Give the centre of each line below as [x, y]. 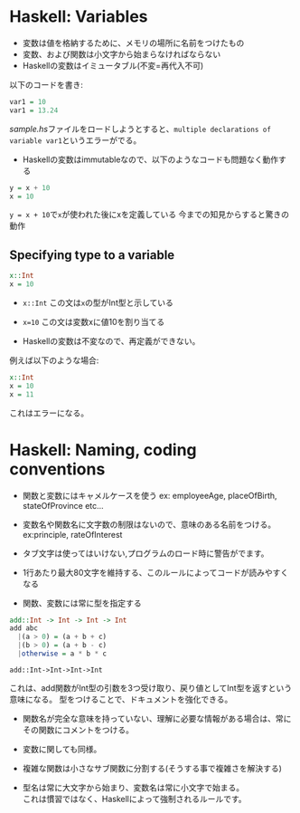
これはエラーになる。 [49, 413]
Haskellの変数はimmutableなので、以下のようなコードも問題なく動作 [150, 159]
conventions [57, 469]
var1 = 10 [28, 101]
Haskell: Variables [79, 17]
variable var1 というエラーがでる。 [75, 140]
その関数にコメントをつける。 [78, 730]
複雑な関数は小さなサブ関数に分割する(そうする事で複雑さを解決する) [152, 768]
